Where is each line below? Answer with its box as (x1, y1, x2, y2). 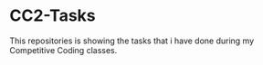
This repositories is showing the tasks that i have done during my (9, 35, 255, 46)
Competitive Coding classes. (9, 44, 118, 55)
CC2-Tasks (9, 5, 96, 26)
